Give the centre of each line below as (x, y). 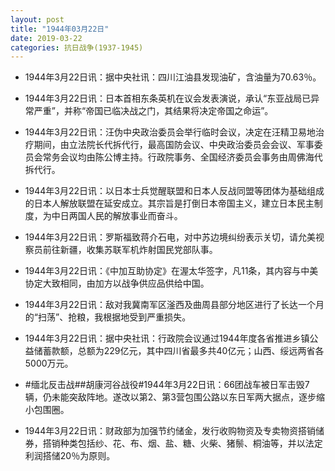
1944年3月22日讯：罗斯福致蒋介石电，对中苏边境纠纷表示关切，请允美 (170, 237)
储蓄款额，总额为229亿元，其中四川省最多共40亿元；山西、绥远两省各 (179, 351)
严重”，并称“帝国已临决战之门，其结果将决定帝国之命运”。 (153, 111)
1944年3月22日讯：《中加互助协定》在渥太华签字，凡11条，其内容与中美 (171, 271)
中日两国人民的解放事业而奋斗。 (117, 216)
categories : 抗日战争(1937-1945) (77, 47)
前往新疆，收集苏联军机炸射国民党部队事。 (130, 250)
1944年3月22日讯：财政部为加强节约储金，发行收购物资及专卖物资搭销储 (174, 431)
